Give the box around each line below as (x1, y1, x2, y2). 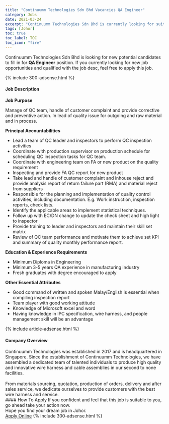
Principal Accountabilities (5, 127, 60, 134)
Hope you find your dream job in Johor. (5, 407, 87, 414)
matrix (12, 228, 26, 235)
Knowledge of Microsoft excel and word (12, 305, 96, 311)
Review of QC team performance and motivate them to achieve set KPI (12, 234, 159, 240)
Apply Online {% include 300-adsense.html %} (5, 413, 103, 419)
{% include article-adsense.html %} (5, 326, 79, 332)
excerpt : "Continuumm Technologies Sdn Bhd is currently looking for (5, 21, 154, 27)
